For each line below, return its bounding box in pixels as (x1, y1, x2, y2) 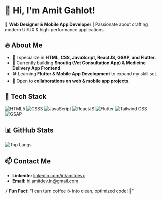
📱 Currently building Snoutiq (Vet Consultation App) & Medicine (12, 60, 146, 66)
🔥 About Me (5, 41, 43, 50)
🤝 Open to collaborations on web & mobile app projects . (12, 78, 130, 84)
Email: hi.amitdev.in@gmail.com (12, 178, 79, 184)
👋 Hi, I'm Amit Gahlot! (5, 5, 96, 16)
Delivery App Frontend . (12, 65, 62, 71)
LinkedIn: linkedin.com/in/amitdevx (12, 173, 85, 179)
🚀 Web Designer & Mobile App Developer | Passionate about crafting (5, 21, 148, 27)
